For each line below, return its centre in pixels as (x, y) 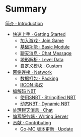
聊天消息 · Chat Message (46, 53)
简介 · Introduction (24, 23)
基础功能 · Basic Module (45, 47)
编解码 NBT (24, 91)
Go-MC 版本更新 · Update (47, 129)
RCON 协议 (32, 84)
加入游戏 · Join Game (42, 40)
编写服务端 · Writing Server (40, 116)
